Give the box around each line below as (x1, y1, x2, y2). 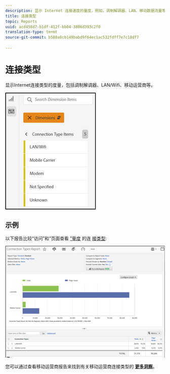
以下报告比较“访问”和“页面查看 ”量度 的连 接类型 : (5, 235, 107, 241)
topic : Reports (5, 19, 37, 24)
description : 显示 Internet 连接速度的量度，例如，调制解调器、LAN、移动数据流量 (5, 8, 162, 13)
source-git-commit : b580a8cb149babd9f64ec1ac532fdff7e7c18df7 (5, 35, 139, 40)
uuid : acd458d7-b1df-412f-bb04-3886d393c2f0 (5, 24, 101, 29)
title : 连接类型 (5, 13, 36, 19)
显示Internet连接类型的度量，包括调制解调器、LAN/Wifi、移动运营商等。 (5, 81, 156, 88)
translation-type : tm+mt (5, 29, 58, 35)
